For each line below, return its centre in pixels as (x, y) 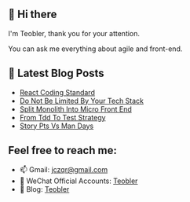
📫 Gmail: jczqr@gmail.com (64, 170)
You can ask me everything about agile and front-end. (95, 49)
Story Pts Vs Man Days (57, 126)
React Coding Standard (57, 92)
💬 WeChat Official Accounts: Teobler (79, 181)
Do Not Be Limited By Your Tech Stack (81, 101)
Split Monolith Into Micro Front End (75, 109)
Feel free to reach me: (63, 151)
